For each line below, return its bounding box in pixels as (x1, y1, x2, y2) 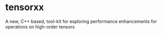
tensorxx (5, 2, 44, 13)
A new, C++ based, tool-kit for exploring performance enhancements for (5, 18, 157, 24)
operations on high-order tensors (5, 23, 75, 29)
